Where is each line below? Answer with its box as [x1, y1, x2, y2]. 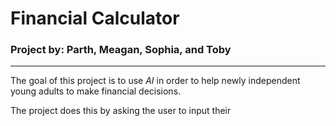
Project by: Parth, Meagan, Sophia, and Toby [10, 43, 232, 57]
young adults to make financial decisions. [10, 85, 182, 97]
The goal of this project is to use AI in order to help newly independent [10, 75, 301, 87]
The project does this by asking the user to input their [10, 105, 232, 117]
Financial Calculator [10, 7, 180, 30]
